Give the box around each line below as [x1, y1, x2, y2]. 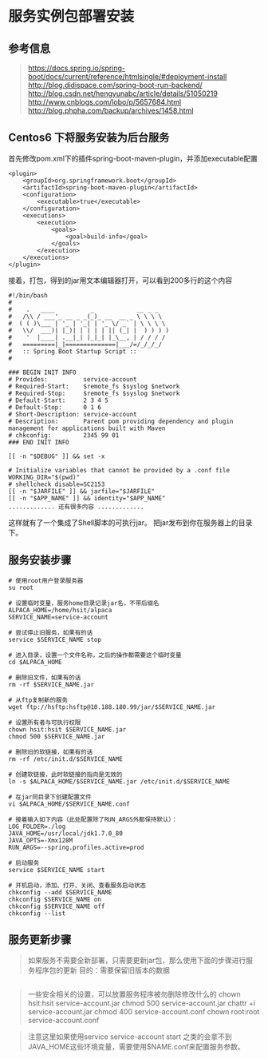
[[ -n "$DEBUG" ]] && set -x [8, 452, 105, 460]
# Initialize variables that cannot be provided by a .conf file [8, 466, 230, 474]
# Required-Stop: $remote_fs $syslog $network [8, 389, 180, 397]
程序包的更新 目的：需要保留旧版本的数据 [34, 965, 170, 975]
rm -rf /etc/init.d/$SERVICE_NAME [8, 754, 124, 763]
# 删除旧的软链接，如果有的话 [8, 748, 93, 756]
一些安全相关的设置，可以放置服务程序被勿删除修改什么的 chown [27, 989, 241, 999]
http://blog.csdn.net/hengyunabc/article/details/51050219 [27, 89, 218, 98]
